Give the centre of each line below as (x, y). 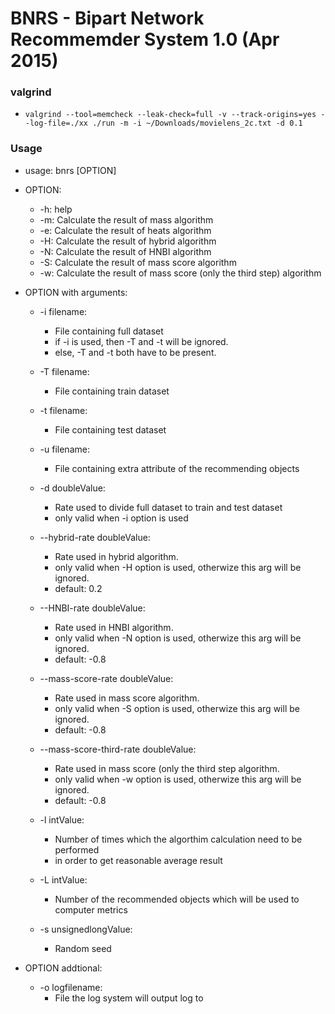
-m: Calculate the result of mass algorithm (126, 219)
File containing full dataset (109, 331)
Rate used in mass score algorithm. (127, 698)
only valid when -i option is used (121, 518)
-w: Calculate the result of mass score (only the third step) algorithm (180, 273)
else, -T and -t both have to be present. (135, 352)
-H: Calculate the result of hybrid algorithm (128, 241)
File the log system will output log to (129, 998)
